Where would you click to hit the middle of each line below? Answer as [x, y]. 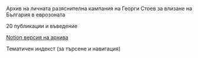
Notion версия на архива [37, 37]
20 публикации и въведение [42, 26]
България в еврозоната [36, 15]
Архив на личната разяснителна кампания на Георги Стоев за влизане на [99, 8]
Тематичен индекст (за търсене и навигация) [64, 49]
